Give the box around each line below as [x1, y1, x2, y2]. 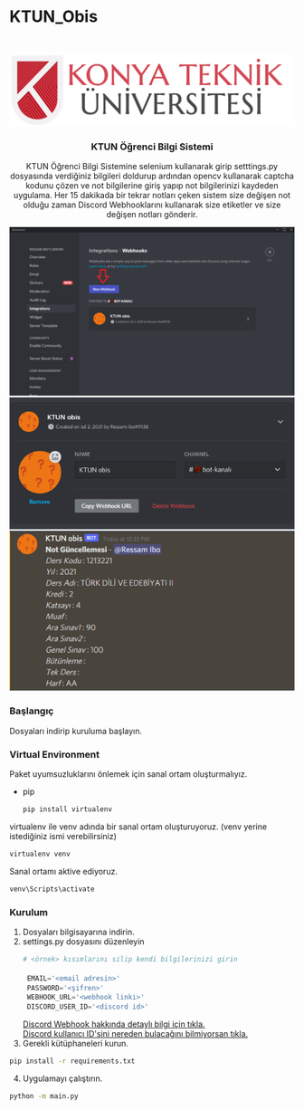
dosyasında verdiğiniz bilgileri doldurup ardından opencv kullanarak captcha [10, 170, 294, 182]
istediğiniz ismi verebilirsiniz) [9, 830, 118, 841]
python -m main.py [9, 1092, 79, 1101]
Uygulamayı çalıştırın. [22, 1073, 103, 1084]
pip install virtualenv [22, 804, 113, 814]
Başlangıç [9, 704, 54, 717]
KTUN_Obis [9, 6, 98, 27]
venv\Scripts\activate [9, 885, 95, 894]
